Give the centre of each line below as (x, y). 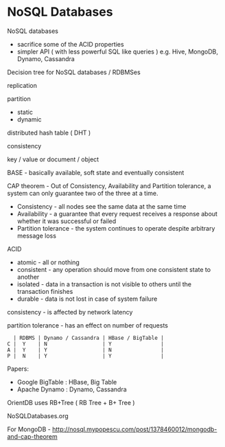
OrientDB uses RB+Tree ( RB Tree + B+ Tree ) (71, 402)
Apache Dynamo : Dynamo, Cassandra (72, 389)
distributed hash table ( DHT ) (49, 133)
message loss (37, 236)
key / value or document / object (53, 159)
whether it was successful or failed (67, 221)
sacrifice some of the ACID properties (71, 44)
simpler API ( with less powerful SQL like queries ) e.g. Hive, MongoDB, (117, 51)
